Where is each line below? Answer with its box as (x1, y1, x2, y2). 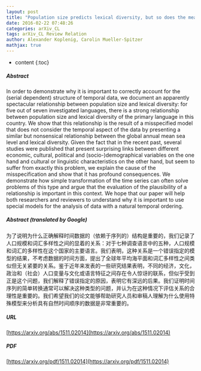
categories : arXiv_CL (6, 25, 60, 32)
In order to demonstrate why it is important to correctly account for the (6, 88, 181, 95)
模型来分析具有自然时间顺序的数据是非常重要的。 (11, 300, 132, 307)
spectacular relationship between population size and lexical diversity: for (6, 100, 188, 107)
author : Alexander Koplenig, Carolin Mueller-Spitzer (6, 37, 144, 43)
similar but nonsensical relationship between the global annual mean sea (6, 132, 185, 139)
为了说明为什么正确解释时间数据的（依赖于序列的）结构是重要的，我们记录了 (6, 232, 195, 239)
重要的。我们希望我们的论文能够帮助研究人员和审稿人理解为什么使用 (22, 292, 190, 299)
